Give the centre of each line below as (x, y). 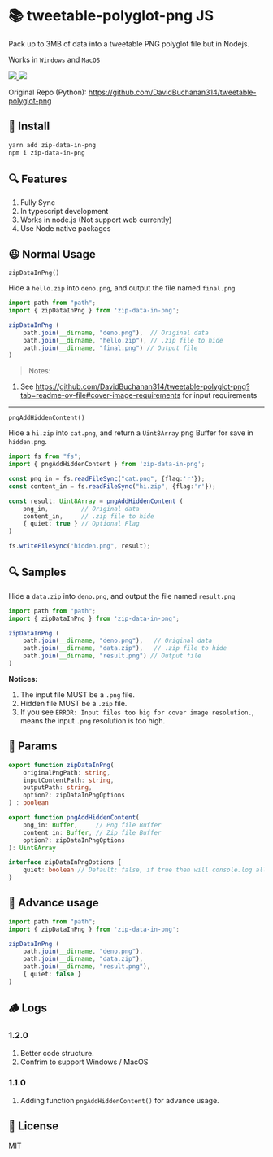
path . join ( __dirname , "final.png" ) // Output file (110, 348)
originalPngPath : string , (67, 773)
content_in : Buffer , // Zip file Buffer (92, 832)
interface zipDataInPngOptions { (65, 862)
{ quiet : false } (52, 974)
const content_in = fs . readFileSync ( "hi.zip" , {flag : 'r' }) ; (113, 486)
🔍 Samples (37, 572)
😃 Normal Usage (52, 254)
